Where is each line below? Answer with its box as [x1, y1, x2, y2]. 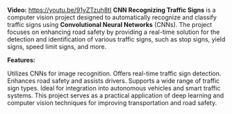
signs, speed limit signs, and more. [7, 43, 107, 50]
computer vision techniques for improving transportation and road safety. [7, 99, 217, 106]
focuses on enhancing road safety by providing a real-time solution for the [7, 28, 220, 36]
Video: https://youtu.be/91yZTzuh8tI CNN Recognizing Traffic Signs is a [7, 6, 217, 14]
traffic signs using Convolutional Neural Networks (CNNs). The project [7, 21, 213, 28]
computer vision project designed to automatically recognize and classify [7, 13, 217, 21]
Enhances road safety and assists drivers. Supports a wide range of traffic [7, 77, 220, 85]
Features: [7, 56, 36, 64]
